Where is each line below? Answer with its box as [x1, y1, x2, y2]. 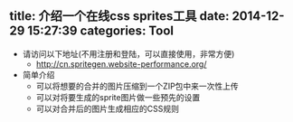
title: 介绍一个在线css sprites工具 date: [9, 8, 230, 24]
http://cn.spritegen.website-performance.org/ [35, 58, 207, 70]
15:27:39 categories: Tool [26, 23, 175, 39]
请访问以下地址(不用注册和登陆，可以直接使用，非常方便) [22, 48, 235, 59]
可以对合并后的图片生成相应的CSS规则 [35, 103, 179, 114]
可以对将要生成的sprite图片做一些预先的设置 [35, 91, 201, 102]
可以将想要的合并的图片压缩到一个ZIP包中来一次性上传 [35, 80, 240, 91]
